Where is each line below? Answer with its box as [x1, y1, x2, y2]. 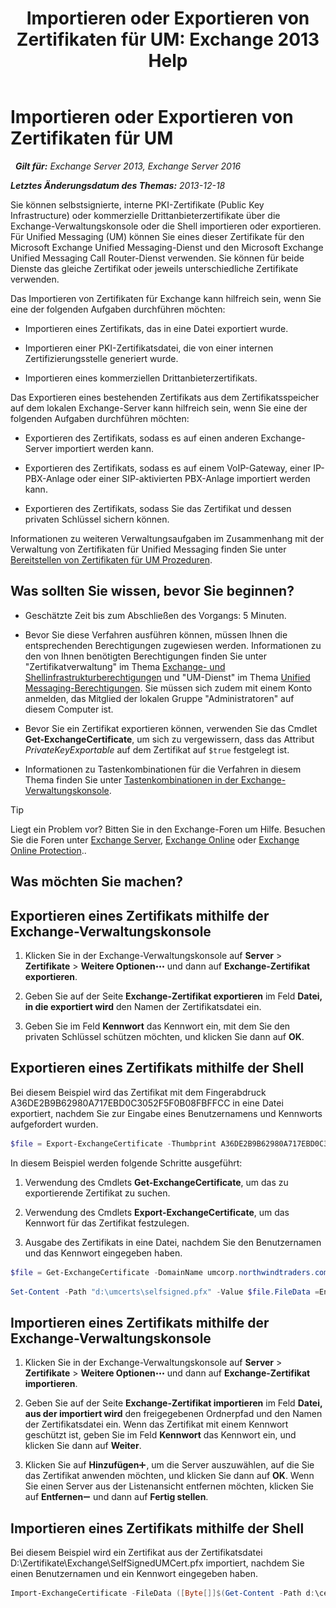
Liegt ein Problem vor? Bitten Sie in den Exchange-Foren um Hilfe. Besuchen [10, 823, 326, 835]
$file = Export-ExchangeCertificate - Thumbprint [10, 1138, 217, 1149]
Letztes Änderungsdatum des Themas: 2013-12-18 [10, 179, 226, 191]
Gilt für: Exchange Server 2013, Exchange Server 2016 [14, 160, 242, 172]
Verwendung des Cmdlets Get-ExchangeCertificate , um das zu [24, 1176, 289, 1188]
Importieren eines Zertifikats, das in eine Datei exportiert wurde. [24, 322, 289, 334]
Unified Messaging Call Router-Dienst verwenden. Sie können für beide [10, 252, 305, 264]
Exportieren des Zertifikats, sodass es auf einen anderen [24, 432, 259, 444]
